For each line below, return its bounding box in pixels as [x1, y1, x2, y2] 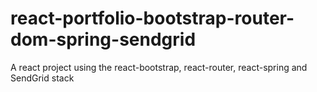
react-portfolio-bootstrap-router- [10, 7, 295, 30]
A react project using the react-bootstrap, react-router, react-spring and [10, 61, 308, 73]
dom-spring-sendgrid [10, 28, 197, 51]
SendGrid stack [10, 72, 75, 84]
